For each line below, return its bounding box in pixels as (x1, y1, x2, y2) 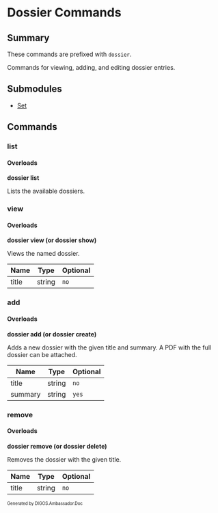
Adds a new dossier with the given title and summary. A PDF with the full (7, 343, 212, 352)
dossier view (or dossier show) (7, 236, 97, 244)
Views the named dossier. (7, 250, 80, 258)
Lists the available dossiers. (7, 187, 85, 196)
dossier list (7, 174, 40, 182)
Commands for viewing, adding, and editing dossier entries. (7, 64, 176, 71)
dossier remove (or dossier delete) (7, 442, 107, 450)
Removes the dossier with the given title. (7, 455, 122, 463)
